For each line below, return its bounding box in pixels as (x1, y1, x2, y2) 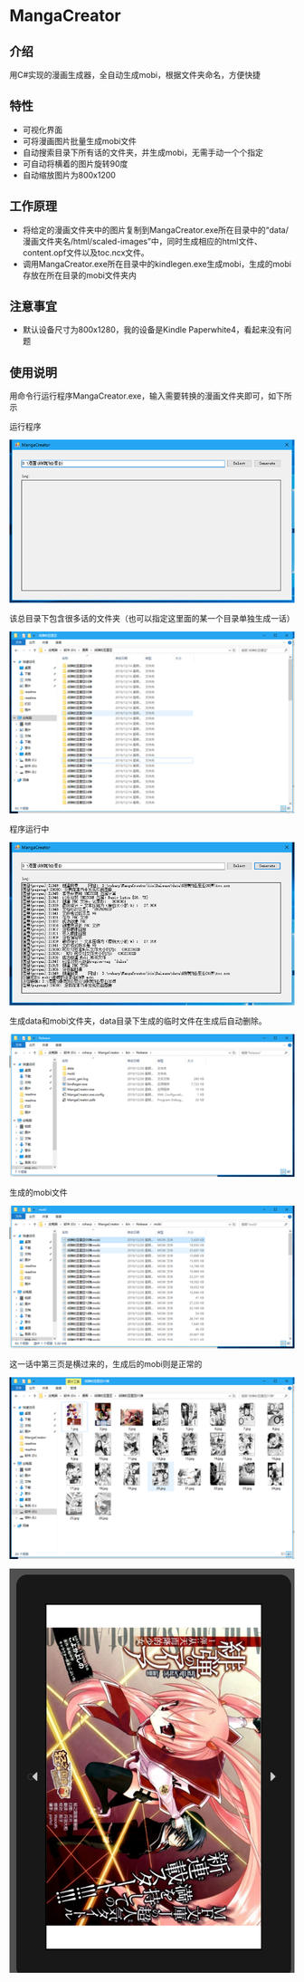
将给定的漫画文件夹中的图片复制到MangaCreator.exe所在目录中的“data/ (22, 224, 290, 236)
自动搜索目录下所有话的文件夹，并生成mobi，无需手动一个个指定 (22, 147, 264, 158)
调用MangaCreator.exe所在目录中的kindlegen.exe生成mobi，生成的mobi (22, 258, 292, 269)
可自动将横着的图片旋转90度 (22, 158, 128, 168)
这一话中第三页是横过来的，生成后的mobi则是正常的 (9, 1359, 203, 1370)
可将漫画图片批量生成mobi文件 (22, 135, 138, 146)
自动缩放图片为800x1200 (22, 169, 116, 180)
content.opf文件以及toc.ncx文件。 (22, 246, 149, 258)
